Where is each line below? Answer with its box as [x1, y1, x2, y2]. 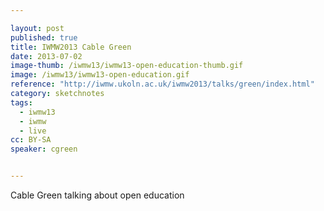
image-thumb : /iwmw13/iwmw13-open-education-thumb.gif [10, 61, 244, 71]
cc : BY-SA [10, 135, 52, 145]
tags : [10, 97, 33, 108]
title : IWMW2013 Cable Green [10, 42, 132, 52]
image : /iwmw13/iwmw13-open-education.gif [10, 70, 190, 80]
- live [19, 126, 47, 136]
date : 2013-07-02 [10, 51, 83, 61]
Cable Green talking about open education [10, 189, 185, 201]
